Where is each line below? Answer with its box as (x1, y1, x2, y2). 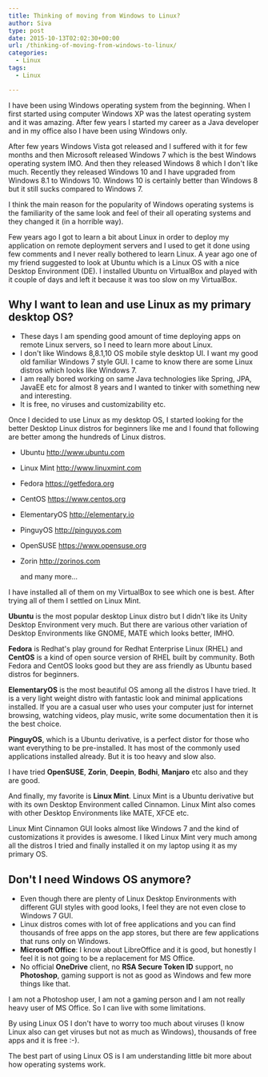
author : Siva (8, 19, 52, 27)
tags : (8, 64, 26, 72)
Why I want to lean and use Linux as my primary (8, 298, 252, 312)
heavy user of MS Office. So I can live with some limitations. (8, 1003, 206, 1013)
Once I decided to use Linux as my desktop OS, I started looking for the (8, 415, 244, 425)
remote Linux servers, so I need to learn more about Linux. (19, 340, 214, 349)
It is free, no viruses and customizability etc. (19, 400, 166, 409)
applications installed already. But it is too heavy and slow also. (8, 752, 216, 761)
